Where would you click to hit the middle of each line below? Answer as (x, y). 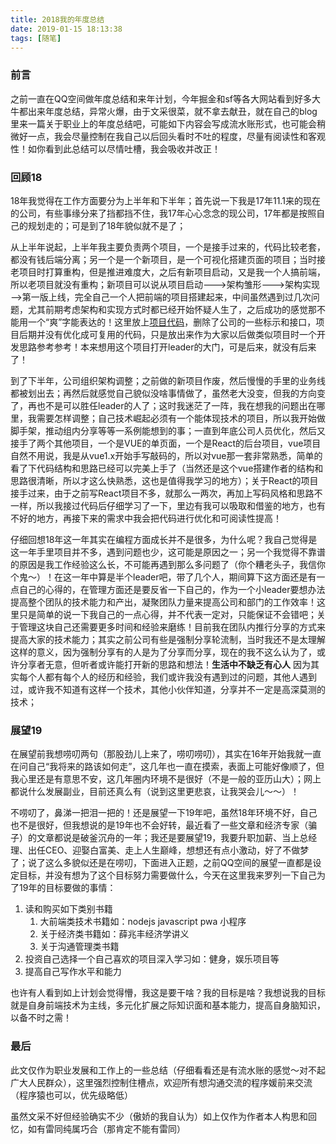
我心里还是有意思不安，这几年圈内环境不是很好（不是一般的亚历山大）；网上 (166, 779)
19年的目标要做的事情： (67, 888)
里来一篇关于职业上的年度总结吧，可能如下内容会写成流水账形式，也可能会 (163, 123)
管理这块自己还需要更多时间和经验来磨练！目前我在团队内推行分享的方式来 (172, 627)
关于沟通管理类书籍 (79, 947)
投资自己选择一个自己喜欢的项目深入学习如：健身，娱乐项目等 (152, 959)
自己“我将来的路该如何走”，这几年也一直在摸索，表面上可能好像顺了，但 (176, 767)
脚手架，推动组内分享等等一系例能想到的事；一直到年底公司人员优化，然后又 (168, 430)
